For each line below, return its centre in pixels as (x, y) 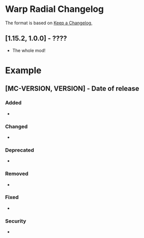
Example (23, 70)
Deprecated (20, 150)
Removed (17, 174)
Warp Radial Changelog (54, 9)
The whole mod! (29, 50)
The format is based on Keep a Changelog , (49, 23)
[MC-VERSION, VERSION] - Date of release (72, 89)
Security (16, 221)
